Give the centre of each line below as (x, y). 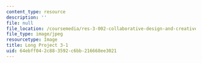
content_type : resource (36, 12)
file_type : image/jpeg (35, 34)
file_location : (25, 28)
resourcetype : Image (32, 40)
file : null (20, 23)
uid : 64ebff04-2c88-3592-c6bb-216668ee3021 (62, 51)
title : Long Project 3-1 (37, 46)
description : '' (26, 17)
